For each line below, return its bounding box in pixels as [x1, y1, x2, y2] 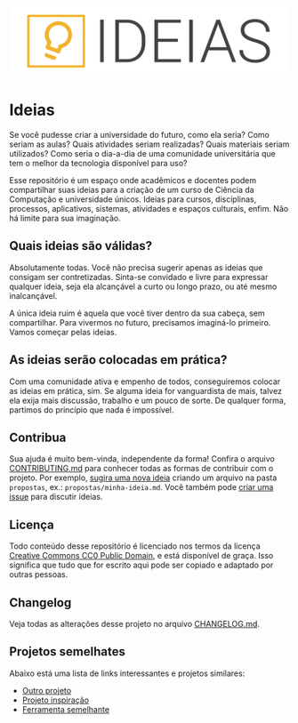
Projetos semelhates [9, 644, 126, 660]
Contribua [9, 430, 67, 445]
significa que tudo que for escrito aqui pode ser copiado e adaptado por [9, 559, 274, 571]
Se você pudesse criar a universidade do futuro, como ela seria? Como [9, 129, 270, 140]
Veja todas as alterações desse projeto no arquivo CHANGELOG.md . [9, 619, 261, 629]
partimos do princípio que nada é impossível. [9, 404, 174, 415]
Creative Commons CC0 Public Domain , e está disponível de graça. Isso [9, 550, 274, 561]
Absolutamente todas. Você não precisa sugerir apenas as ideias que [9, 261, 263, 273]
